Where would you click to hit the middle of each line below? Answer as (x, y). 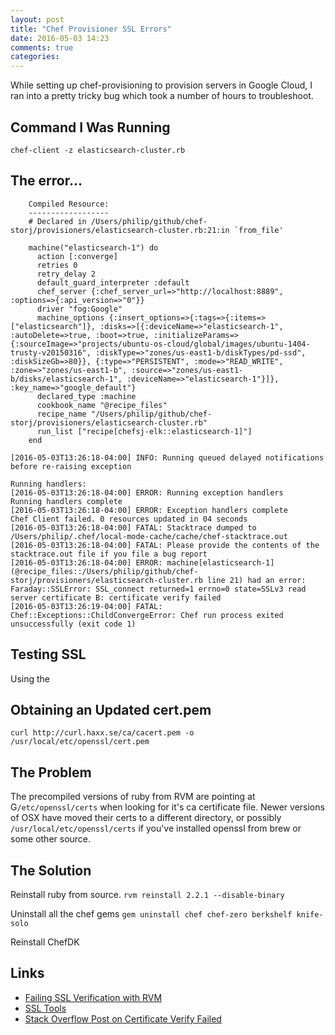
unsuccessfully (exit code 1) (73, 624)
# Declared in (57, 221)
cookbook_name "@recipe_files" (102, 405)
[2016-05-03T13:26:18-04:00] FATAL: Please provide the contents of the (165, 545)
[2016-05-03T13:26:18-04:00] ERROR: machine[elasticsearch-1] (142, 562)
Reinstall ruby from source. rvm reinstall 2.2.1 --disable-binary (147, 894)
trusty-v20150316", (51, 352)
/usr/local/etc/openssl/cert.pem (80, 742)
